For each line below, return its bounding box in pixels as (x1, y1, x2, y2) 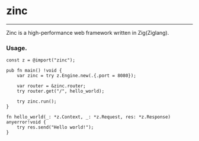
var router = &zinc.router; (17, 83, 86, 89)
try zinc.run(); (17, 99, 57, 104)
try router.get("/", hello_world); (17, 88, 105, 94)
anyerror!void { (6, 119, 46, 125)
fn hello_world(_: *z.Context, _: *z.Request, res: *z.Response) (6, 114, 171, 120)
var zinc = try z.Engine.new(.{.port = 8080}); (17, 73, 136, 79)
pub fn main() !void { (6, 68, 62, 74)
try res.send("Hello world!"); (17, 124, 94, 130)
